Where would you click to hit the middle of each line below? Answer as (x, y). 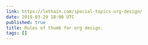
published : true (26, 22)
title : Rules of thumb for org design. (55, 28)
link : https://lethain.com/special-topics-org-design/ (74, 11)
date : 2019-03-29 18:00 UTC (40, 17)
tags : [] (17, 33)
